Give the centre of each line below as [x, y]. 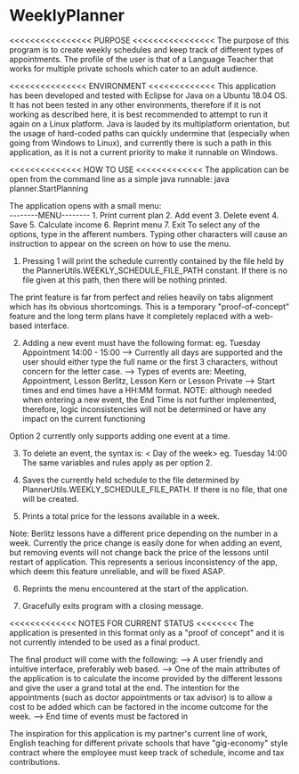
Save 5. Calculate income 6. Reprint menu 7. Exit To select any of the [135, 225]
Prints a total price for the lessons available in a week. [121, 516]
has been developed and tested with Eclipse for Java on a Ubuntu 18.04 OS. [149, 95]
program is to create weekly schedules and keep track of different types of [146, 49]
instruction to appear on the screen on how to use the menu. [120, 243]
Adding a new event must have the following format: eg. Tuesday [141, 342]
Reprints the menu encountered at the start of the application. [135, 589]
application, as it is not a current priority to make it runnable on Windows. [144, 152]
